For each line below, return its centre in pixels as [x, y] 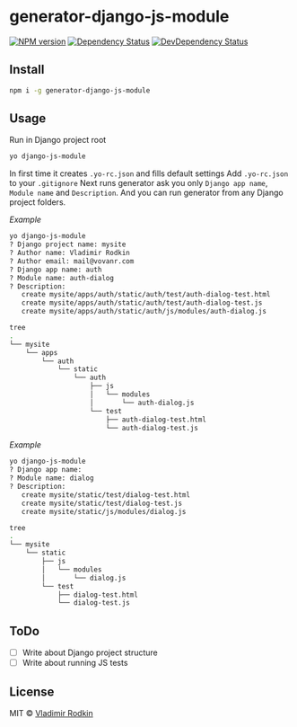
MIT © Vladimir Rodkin [51, 714]
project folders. [38, 202]
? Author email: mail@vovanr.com [72, 261]
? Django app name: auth [56, 270]
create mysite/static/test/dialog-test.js [101, 503]
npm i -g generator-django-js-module [80, 90]
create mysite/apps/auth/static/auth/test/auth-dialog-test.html [146, 295]
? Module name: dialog [52, 478]
